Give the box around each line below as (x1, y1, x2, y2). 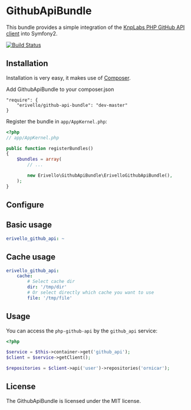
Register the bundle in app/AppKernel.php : (6, 118, 107, 125)
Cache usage (6, 252, 56, 262)
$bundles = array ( (17, 157, 62, 162)
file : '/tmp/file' (27, 295, 73, 301)
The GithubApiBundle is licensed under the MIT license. (6, 397, 141, 404)
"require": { (6, 97, 38, 103)
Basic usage (6, 220, 52, 230)
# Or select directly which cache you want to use (27, 289, 154, 296)
